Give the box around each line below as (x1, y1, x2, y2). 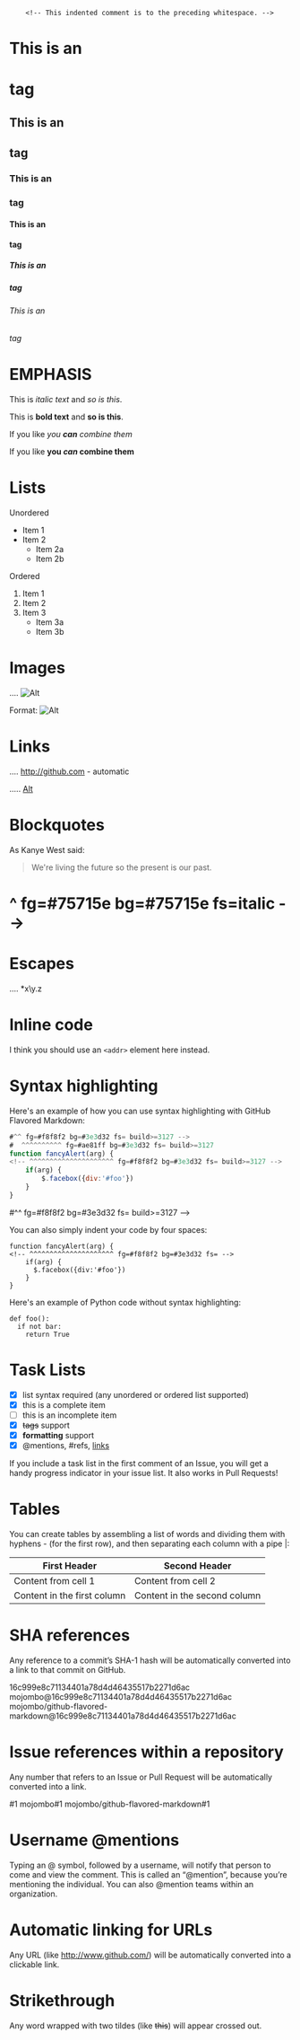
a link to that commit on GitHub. (9, 1665, 126, 1675)
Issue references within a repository (9, 1742, 284, 1763)
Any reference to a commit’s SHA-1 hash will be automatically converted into (9, 1655, 291, 1666)
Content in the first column (13, 1589, 126, 1602)
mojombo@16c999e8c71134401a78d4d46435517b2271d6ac (9, 1692, 233, 1702)
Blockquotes (9, 815, 105, 835)
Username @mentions (9, 1830, 180, 1851)
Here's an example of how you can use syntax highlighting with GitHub (9, 1105, 271, 1116)
